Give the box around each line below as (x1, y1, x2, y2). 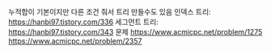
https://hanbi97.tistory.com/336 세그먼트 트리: (8, 17, 159, 27)
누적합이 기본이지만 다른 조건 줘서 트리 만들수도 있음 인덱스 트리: (8, 7, 212, 16)
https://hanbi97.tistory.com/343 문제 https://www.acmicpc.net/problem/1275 (8, 27, 263, 36)
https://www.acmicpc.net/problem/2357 (8, 36, 142, 46)
